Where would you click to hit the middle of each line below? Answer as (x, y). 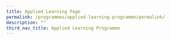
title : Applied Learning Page (43, 11)
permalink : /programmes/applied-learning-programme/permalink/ (86, 17)
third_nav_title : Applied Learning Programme (63, 28)
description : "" (26, 22)
